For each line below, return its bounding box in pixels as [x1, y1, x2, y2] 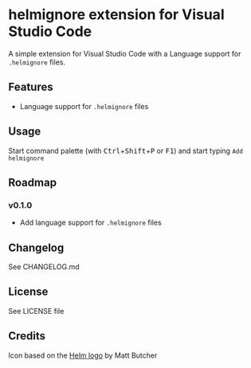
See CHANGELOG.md [8, 262, 80, 272]
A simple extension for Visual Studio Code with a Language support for [8, 49, 241, 58]
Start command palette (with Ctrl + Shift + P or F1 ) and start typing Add [8, 146, 243, 155]
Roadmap [8, 175, 57, 189]
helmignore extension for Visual [8, 6, 225, 24]
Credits [8, 329, 46, 343]
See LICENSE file [8, 306, 65, 315]
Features [8, 80, 53, 94]
